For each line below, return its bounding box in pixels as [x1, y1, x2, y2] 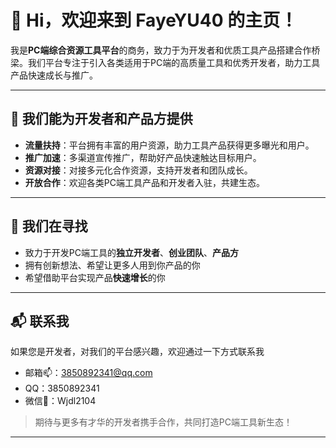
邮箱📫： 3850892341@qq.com [24, 367, 153, 379]
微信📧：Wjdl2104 [24, 395, 97, 407]
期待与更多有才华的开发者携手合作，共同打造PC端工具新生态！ [34, 416, 293, 428]
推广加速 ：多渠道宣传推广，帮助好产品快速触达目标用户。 [24, 151, 262, 163]
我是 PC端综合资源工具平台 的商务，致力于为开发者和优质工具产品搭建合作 [10, 44, 312, 56]
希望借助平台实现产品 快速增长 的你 [24, 271, 166, 283]
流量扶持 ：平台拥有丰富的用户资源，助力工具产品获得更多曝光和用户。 [24, 139, 315, 151]
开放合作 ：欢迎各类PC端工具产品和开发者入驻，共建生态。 [24, 176, 265, 188]
